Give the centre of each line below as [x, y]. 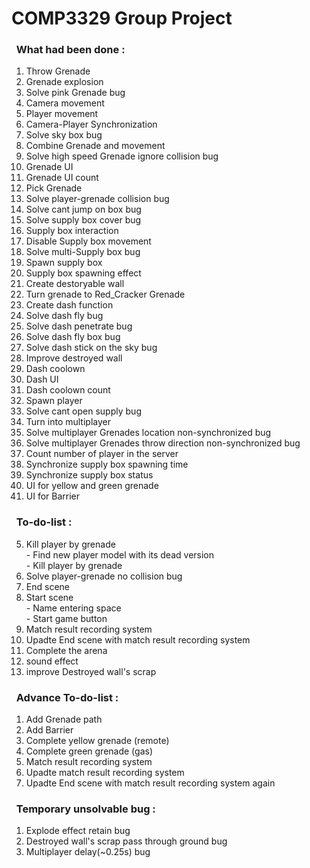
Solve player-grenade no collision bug [104, 576]
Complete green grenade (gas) [89, 751]
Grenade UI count [62, 178]
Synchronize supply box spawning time [107, 464]
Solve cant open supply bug [83, 411]
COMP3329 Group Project [122, 18]
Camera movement [65, 103]
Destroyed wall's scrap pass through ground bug [126, 841]
